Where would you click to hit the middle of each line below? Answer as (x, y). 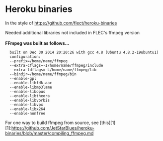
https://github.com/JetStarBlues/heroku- (53, 128)
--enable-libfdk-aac (31, 83)
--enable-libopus (28, 91)
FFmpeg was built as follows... (37, 43)
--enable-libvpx (26, 105)
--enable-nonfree (28, 113)
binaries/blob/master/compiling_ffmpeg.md (49, 133)
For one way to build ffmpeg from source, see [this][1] (60, 123)
